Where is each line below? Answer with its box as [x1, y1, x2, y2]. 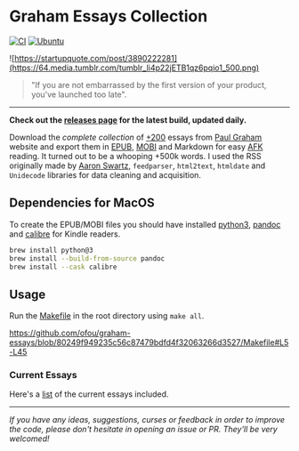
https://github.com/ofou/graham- [9, 327, 131, 339]
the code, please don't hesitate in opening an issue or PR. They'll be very [9, 424, 278, 435]
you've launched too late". [30, 89, 127, 100]
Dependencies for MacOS [9, 196, 155, 211]
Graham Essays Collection [9, 6, 208, 27]
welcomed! [9, 433, 50, 444]
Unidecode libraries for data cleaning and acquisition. [9, 169, 202, 180]
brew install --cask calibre [9, 262, 117, 271]
